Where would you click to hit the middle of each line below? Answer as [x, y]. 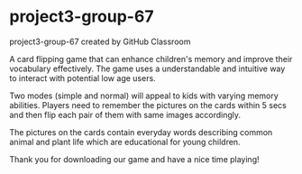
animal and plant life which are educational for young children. [125, 142]
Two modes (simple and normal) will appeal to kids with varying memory [144, 96]
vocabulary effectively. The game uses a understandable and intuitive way [147, 69]
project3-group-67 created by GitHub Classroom [100, 41]
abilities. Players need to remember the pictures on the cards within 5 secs [148, 105]
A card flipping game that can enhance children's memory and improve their [151, 59]
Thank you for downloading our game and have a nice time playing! [134, 159]
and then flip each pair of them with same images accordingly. [125, 114]
